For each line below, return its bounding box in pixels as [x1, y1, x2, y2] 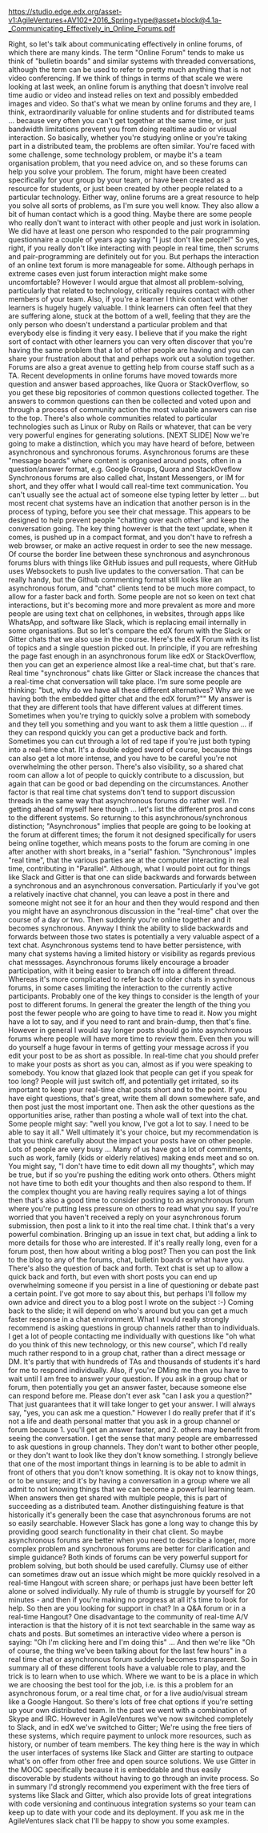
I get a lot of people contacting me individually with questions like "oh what [8, 1331, 256, 1341]
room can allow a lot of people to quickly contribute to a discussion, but [8, 770, 245, 779]
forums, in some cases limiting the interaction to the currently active [8, 983, 233, 992]
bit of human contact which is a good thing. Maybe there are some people [8, 210, 252, 218]
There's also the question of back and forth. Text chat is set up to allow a [8, 1263, 250, 1273]
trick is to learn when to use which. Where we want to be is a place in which [8, 1671, 258, 1681]
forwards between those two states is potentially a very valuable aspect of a [8, 932, 260, 941]
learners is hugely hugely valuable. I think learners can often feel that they [8, 303, 253, 312]
